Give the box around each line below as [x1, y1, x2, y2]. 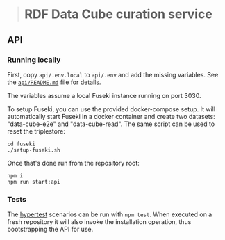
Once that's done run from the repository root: [7, 159, 140, 167]
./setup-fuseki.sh [7, 146, 60, 154]
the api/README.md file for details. [7, 78, 101, 86]
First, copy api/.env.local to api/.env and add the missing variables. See [7, 70, 219, 79]
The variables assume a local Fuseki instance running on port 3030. [7, 91, 201, 99]
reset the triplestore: [7, 127, 66, 135]
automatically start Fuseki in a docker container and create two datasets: [7, 112, 215, 120]
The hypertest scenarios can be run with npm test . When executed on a [7, 210, 212, 218]
